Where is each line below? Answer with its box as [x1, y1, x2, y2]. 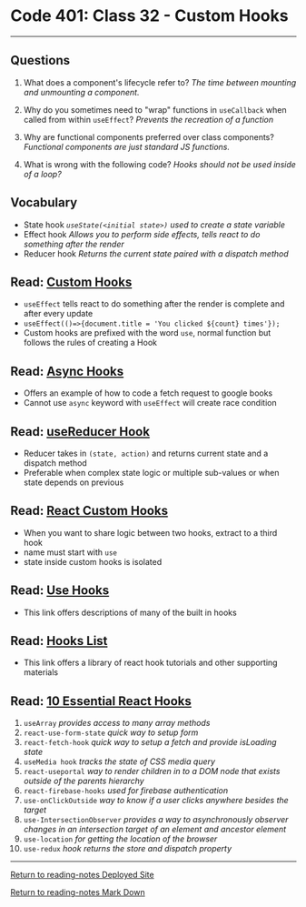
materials [23, 667, 58, 678]
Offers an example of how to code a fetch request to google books [23, 388, 273, 398]
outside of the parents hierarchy [23, 775, 144, 787]
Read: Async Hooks [10, 363, 124, 378]
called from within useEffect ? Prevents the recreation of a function [23, 114, 274, 125]
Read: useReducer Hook [10, 424, 151, 439]
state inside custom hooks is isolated [23, 556, 163, 567]
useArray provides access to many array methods [23, 718, 211, 729]
